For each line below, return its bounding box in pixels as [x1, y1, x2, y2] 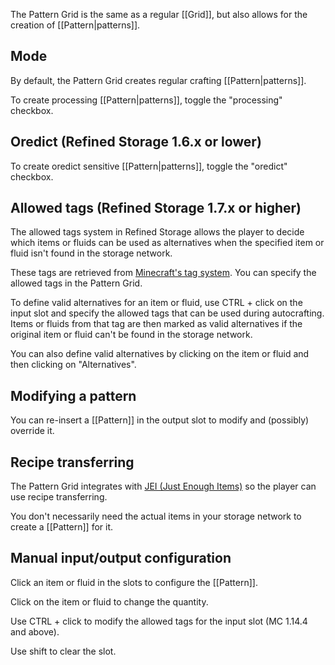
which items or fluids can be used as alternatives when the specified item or [10, 237, 325, 249]
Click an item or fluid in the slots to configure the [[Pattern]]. [10, 576, 258, 588]
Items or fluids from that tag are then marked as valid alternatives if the [10, 318, 303, 330]
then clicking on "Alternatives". [10, 359, 137, 371]
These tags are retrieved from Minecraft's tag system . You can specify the [10, 267, 317, 279]
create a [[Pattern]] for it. [10, 521, 114, 533]
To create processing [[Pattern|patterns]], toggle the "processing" [10, 94, 283, 106]
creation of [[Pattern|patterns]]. [10, 19, 141, 31]
